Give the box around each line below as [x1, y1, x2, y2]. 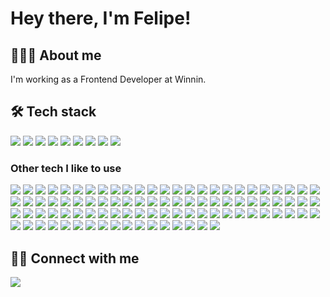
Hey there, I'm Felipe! [10, 7, 192, 30]
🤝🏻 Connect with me [10, 250, 140, 267]
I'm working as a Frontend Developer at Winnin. [10, 73, 207, 85]
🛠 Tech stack [10, 103, 97, 121]
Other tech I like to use [10, 161, 122, 175]
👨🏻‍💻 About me [10, 47, 102, 64]
